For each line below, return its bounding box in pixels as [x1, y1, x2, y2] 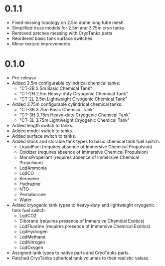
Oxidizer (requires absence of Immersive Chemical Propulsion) [19, 149, 149, 155]
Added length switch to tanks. [11, 122, 74, 128]
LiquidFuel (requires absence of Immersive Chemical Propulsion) [19, 143, 153, 150]
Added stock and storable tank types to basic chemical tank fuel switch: [11, 138, 161, 144]
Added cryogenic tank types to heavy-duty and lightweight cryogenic [11, 202, 155, 208]
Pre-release [11, 74, 36, 80]
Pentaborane [19, 191, 46, 197]
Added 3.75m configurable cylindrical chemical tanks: [11, 101, 123, 107]
